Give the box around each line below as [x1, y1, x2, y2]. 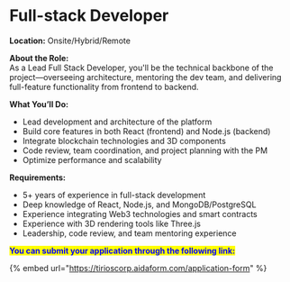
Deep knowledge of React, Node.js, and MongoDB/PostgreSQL [22, 199, 257, 210]
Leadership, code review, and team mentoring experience [22, 227, 237, 239]
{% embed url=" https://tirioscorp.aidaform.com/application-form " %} [9, 262, 267, 273]
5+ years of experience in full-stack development [22, 189, 206, 200]
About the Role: [9, 52, 69, 63]
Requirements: [9, 172, 66, 183]
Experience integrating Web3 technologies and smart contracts [22, 208, 258, 219]
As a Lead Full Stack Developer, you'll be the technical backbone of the [9, 62, 274, 73]
